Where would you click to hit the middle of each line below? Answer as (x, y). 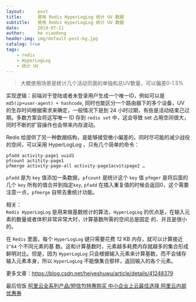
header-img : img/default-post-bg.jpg (52, 39)
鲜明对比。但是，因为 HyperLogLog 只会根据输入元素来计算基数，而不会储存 (96, 254)
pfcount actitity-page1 (35, 161)
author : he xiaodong (36, 33)
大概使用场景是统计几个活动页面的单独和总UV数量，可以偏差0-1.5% (102, 83)
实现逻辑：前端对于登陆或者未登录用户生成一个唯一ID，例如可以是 (85, 96)
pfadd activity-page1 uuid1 (40, 156)
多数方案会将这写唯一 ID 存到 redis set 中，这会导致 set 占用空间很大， (103, 118)
